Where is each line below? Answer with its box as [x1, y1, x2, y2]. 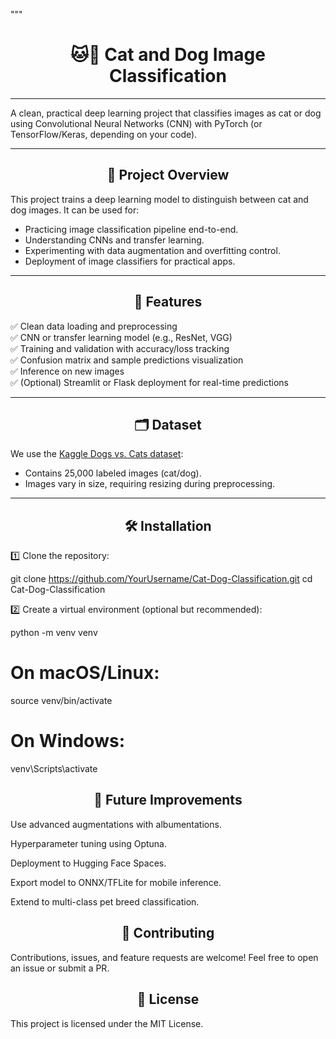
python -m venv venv [10, 627, 98, 639]
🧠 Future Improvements [93, 792, 243, 809]
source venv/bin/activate [10, 695, 113, 707]
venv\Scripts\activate [10, 763, 98, 775]
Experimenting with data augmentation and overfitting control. [24, 244, 281, 256]
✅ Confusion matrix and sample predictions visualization [10, 354, 244, 366]
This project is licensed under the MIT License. [10, 1017, 204, 1029]
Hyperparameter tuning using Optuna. [10, 837, 167, 849]
